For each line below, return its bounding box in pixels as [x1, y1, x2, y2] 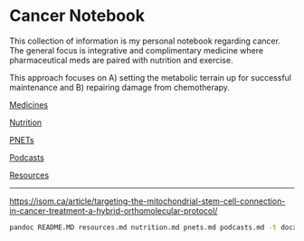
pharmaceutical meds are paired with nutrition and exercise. [9, 54, 233, 65]
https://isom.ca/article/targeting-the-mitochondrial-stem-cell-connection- [9, 196, 286, 207]
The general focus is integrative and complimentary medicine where [9, 44, 264, 55]
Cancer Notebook [9, 5, 145, 26]
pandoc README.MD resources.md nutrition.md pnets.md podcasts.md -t [9, 223, 278, 232]
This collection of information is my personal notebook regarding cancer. [9, 35, 280, 46]
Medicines [9, 99, 48, 110]
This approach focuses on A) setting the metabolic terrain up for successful [9, 72, 292, 82]
